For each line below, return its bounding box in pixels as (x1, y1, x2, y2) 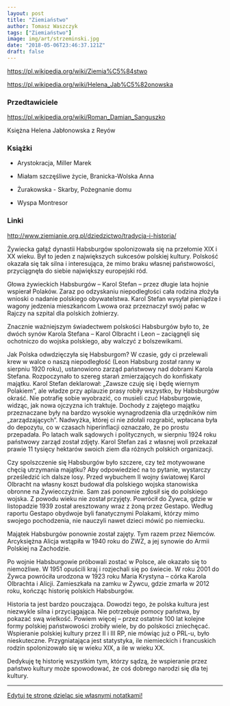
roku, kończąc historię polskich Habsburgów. (7, 587, 134, 595)
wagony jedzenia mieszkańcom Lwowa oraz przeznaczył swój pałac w (7, 302, 207, 310)
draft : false (7, 49, 44, 56)
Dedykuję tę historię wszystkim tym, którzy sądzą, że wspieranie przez (7, 657, 207, 665)
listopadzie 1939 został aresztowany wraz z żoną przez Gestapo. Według (7, 502, 214, 510)
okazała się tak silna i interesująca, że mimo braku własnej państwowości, (7, 259, 216, 267)
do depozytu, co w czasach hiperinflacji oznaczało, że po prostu (7, 423, 190, 431)
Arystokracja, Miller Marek (16, 159, 92, 167)
